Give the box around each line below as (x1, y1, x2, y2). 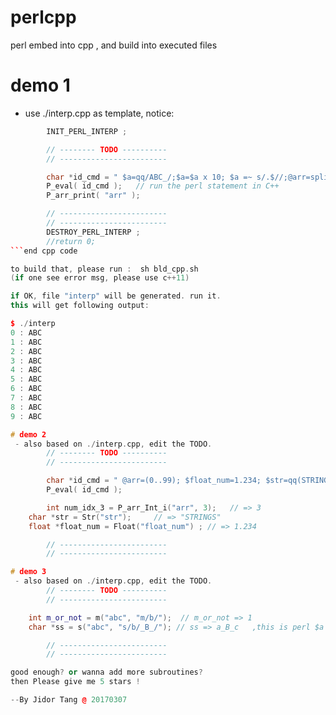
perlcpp (10, 6, 77, 29)
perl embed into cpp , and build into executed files (10, 39, 218, 51)
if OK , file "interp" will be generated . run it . (10, 291, 222, 301)
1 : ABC (10, 337, 43, 347)
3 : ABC (10, 356, 43, 366)
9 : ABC (10, 411, 43, 421)
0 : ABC (10, 327, 43, 338)
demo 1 (10, 74, 71, 97)
